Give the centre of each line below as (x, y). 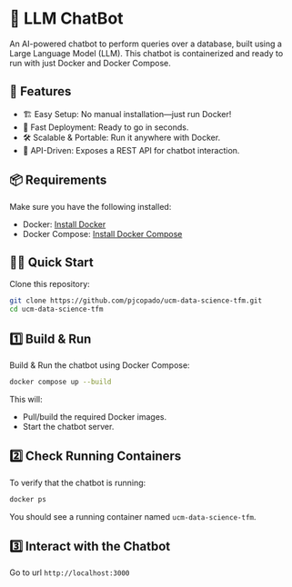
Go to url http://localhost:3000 (70, 572)
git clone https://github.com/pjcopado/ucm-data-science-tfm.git (136, 301)
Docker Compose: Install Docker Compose (102, 234)
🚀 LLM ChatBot (67, 19)
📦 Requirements (58, 180)
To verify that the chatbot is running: (78, 483)
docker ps (28, 499)
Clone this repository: (50, 284)
